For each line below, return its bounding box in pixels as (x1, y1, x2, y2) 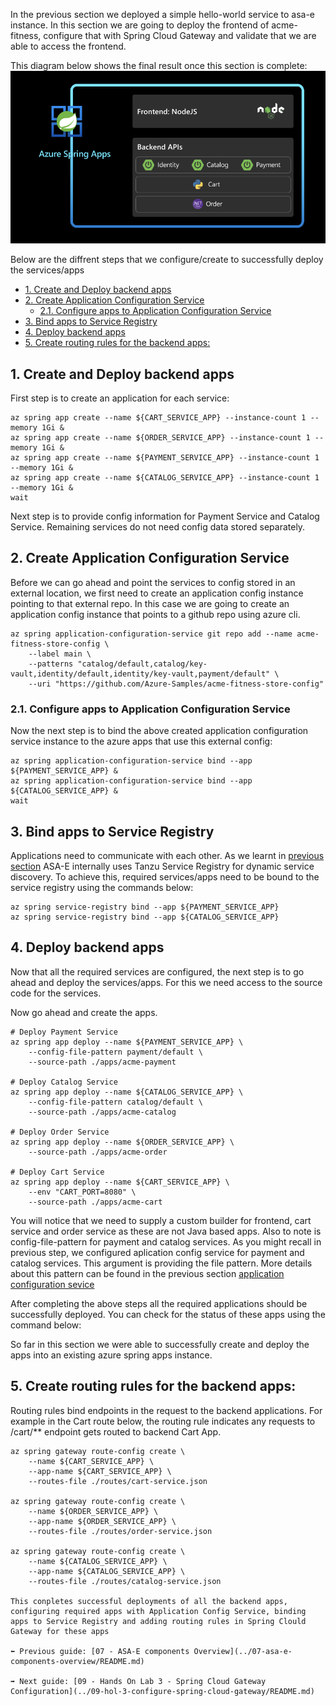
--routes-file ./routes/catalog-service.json (28, 1576, 222, 1586)
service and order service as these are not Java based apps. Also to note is (10, 1225, 322, 1237)
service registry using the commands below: (10, 881, 194, 893)
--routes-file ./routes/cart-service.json (28, 1476, 208, 1486)
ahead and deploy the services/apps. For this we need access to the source (10, 976, 323, 988)
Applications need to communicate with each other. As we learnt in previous (10, 849, 325, 861)
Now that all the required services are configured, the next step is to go (10, 965, 305, 978)
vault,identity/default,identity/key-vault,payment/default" (10, 669, 271, 679)
